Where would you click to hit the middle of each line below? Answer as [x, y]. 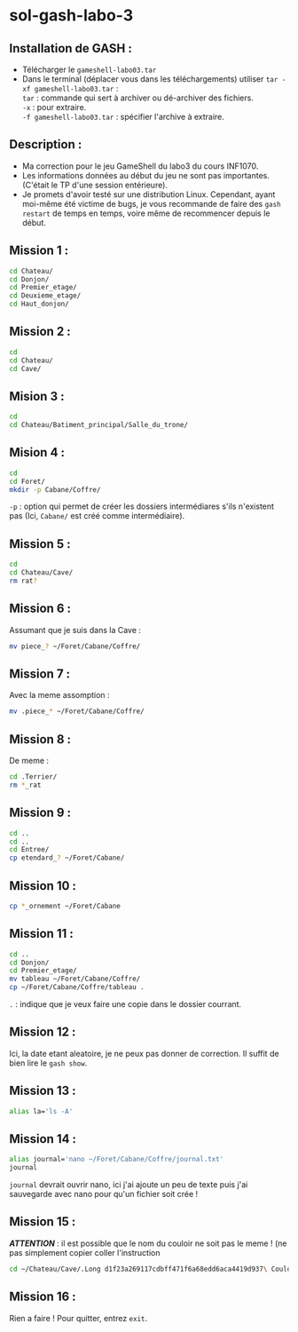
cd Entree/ [29, 850]
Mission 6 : [40, 609]
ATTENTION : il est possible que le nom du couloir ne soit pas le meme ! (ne [148, 1243]
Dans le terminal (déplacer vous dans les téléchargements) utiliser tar [150, 79]
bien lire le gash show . [48, 1063]
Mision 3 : [37, 396]
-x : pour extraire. [54, 107]
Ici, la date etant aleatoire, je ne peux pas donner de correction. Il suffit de [144, 1053]
